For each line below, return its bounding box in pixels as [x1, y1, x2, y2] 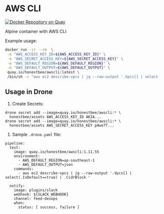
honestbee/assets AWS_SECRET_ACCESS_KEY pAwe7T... [9, 123, 115, 128]
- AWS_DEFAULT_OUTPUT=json [18, 162, 73, 167]
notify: [9, 183, 25, 188]
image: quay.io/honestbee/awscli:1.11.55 [14, 149, 99, 154]
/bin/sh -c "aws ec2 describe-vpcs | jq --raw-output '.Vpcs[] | [7, 74, 143, 79]
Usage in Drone [5, 88, 53, 96]
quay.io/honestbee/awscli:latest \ [7, 70, 80, 75]
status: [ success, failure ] [18, 205, 80, 210]
